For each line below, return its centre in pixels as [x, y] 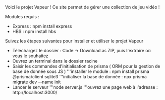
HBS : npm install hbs [34, 31]
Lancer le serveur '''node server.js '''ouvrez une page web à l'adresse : [85, 87]
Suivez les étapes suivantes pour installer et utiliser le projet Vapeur [74, 41]
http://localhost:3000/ [35, 92]
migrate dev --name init [36, 82]
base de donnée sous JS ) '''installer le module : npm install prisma [81, 71]
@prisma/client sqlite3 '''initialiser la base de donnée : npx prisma [80, 77]
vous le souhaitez [30, 56]
